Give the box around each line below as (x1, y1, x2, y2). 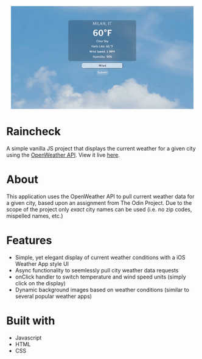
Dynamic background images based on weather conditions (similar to (15, 286, 190, 293)
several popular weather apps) (15, 293, 92, 300)
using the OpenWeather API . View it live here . (6, 151, 120, 158)
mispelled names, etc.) (6, 212, 63, 219)
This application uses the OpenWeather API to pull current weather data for (6, 193, 195, 200)
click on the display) (15, 279, 66, 286)
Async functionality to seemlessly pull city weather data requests (15, 266, 179, 274)
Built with (6, 314, 55, 327)
